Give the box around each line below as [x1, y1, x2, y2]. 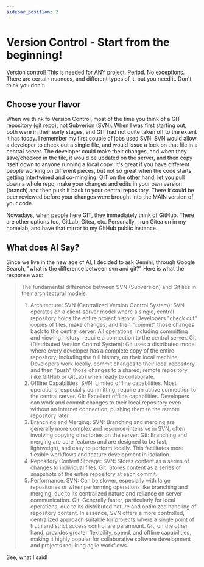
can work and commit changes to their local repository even [30, 399, 181, 406]
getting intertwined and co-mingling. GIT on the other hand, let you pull [6, 174, 185, 181]
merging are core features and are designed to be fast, [30, 438, 168, 445]
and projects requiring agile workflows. [30, 542, 129, 549]
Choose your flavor [6, 99, 81, 109]
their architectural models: [21, 290, 88, 297]
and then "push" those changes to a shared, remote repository [30, 367, 188, 374]
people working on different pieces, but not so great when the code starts [6, 167, 192, 175]
